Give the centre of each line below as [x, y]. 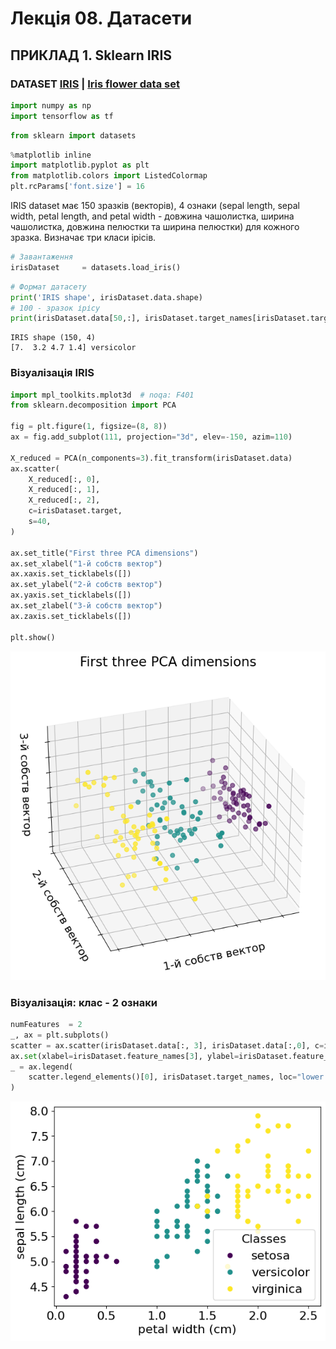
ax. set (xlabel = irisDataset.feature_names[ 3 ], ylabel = [125, 1056]
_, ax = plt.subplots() [60, 1035]
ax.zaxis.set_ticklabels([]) [71, 616]
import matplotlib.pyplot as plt [80, 165]
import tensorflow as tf [62, 116]
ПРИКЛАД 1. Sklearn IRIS [91, 55]
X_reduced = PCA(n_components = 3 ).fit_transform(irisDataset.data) [151, 458]
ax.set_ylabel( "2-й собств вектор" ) [86, 585]
